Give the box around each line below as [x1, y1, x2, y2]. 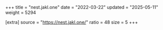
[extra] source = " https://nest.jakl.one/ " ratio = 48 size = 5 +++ [5, 19, 138, 25]
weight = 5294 [5, 9, 36, 15]
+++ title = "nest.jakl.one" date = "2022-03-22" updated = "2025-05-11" [5, 4, 158, 10]
